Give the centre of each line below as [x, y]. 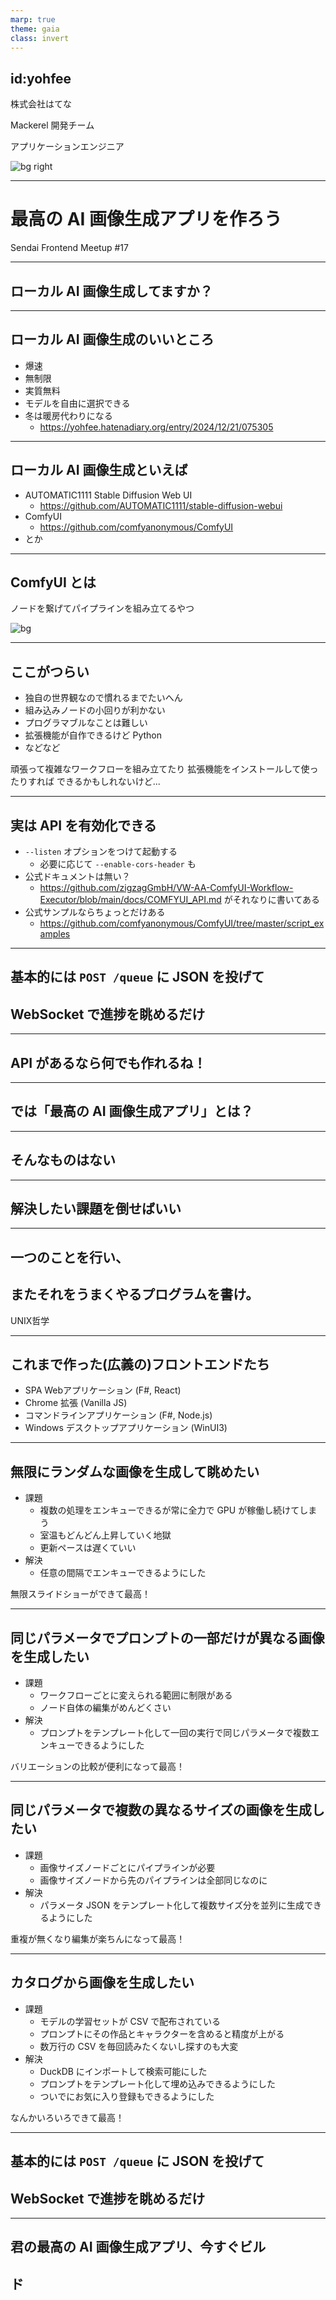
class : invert [40, 38]
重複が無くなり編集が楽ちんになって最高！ [98, 1938]
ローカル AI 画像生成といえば [99, 470]
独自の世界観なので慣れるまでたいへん [103, 698]
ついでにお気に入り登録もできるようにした [127, 2096]
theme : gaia [35, 29]
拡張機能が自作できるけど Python [93, 735]
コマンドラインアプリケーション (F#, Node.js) [118, 1415]
